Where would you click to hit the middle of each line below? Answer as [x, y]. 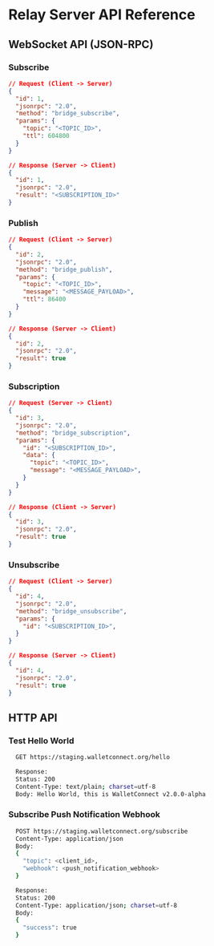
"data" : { [39, 455]
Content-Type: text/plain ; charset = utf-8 [86, 786]
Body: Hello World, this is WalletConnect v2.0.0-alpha [111, 794]
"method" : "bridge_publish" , [64, 269]
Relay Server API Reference [102, 15]
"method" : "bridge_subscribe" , [68, 114]
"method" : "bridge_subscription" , [73, 433]
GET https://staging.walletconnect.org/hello [93, 758]
